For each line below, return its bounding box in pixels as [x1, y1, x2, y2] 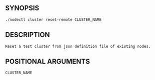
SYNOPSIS [5, 4, 39, 12]
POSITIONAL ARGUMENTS [5, 57, 90, 66]
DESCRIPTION [5, 31, 50, 39]
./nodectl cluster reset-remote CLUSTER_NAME [5, 17, 101, 22]
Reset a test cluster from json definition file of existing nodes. [5, 44, 151, 49]
